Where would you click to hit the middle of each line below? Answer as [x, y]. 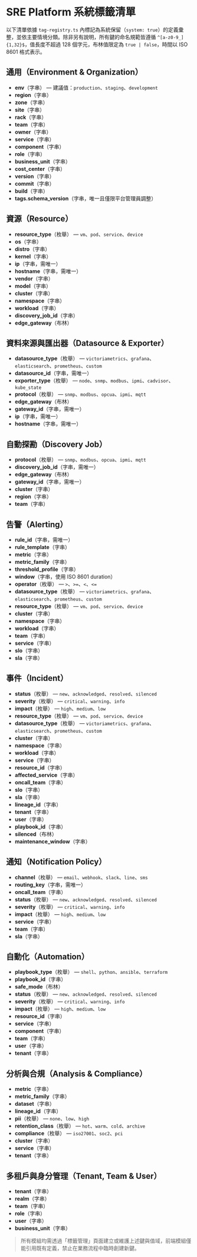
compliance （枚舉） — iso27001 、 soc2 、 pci [69, 1133]
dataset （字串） [35, 1104]
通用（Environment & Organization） [75, 72]
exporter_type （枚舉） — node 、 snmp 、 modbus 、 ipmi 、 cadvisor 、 [94, 381]
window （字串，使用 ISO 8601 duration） [65, 576]
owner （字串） [33, 132]
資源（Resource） [40, 219]
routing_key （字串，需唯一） [50, 885]
